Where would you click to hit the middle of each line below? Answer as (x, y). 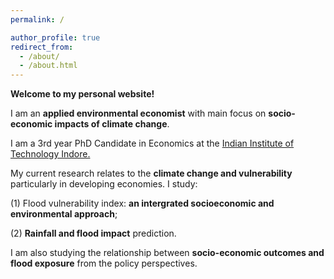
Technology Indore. (50, 154)
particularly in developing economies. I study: (104, 184)
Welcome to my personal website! (82, 94)
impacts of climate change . (112, 124)
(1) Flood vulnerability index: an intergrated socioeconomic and (142, 203)
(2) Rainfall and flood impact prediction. (93, 233)
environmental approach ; (64, 214)
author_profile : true (55, 37)
